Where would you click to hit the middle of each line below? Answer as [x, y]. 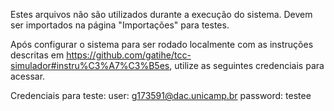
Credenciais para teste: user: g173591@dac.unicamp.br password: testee [161, 95]
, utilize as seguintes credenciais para [247, 65]
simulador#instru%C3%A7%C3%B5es [90, 65]
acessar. [28, 76]
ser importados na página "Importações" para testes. [120, 25]
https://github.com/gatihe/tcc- [129, 55]
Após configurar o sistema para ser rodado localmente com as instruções [162, 44]
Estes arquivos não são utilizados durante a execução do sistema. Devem [161, 14]
